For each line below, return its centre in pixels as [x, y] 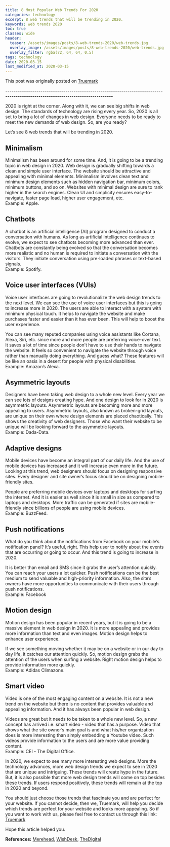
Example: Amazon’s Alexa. [33, 366]
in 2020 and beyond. [27, 788]
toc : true [16, 29]
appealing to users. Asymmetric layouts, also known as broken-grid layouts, [84, 411]
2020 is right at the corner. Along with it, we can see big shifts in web [78, 106]
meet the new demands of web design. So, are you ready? [66, 122]
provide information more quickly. [40, 664]
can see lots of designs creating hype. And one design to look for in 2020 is [84, 400]
